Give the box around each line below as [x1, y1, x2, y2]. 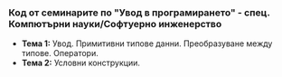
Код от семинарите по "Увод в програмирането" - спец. [8, 6, 270, 19]
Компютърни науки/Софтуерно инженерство [8, 17, 222, 30]
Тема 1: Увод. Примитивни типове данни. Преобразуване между [21, 38, 273, 49]
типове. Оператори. [21, 48, 99, 59]
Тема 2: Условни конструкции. [21, 57, 141, 69]
